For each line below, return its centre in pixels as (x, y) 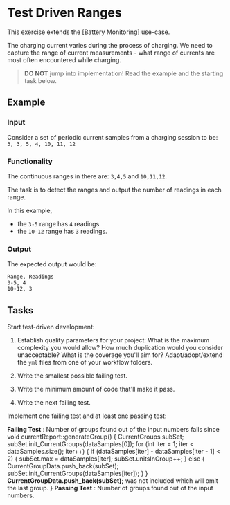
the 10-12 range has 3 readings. (62, 231)
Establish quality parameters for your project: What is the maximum (113, 340)
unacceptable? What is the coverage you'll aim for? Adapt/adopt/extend (120, 355)
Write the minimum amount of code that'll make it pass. (96, 389)
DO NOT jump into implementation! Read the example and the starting (124, 73)
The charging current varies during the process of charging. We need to (110, 45)
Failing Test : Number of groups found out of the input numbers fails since (113, 430)
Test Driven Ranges (65, 13)
